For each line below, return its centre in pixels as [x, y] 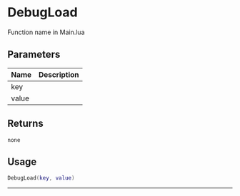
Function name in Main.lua [46, 32]
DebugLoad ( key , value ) [41, 178]
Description [59, 74]
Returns [26, 124]
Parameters [34, 55]
